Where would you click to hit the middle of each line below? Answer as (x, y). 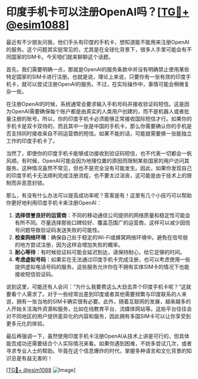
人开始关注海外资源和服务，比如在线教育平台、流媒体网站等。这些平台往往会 (99, 309)
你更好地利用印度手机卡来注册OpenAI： (54, 202)
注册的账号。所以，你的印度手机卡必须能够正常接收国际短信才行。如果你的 (101, 118)
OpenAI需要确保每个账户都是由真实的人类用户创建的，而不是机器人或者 (98, 111)
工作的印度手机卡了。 (32, 141)
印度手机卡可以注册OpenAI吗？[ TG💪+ (98, 12)
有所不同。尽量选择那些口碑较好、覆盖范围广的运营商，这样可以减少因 (100, 222)
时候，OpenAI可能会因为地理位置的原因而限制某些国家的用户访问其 (108, 160)
